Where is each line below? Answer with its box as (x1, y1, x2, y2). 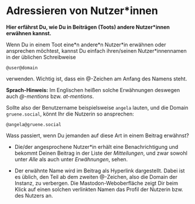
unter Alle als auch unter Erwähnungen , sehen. (14, 155, 128, 162)
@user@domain (6, 64, 38, 71)
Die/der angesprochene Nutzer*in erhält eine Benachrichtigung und (14, 143, 179, 150)
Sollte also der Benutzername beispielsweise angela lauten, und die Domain (6, 104, 189, 111)
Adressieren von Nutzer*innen (6, 4, 158, 18)
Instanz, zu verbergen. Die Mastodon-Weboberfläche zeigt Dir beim (14, 179, 179, 186)
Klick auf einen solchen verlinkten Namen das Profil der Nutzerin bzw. (14, 186, 183, 193)
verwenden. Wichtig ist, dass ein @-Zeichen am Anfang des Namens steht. (6, 75, 187, 82)
